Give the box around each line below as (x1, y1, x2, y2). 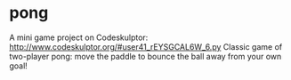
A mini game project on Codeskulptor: (9, 32, 149, 43)
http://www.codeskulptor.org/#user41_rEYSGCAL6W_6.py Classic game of (9, 41, 283, 52)
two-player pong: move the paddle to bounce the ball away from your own (9, 51, 282, 61)
